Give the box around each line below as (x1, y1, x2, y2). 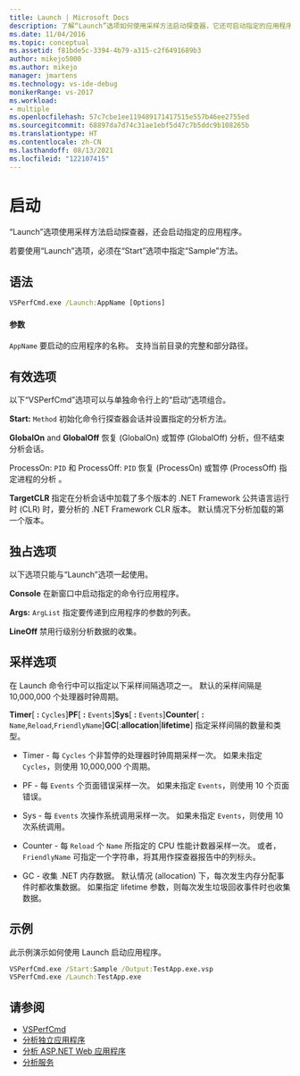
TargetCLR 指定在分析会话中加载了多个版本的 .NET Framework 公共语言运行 (9, 493, 290, 504)
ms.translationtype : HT (9, 129, 98, 138)
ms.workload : (9, 96, 58, 105)
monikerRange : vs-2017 (9, 88, 94, 96)
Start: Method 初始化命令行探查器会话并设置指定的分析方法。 (9, 413, 232, 424)
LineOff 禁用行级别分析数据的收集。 (9, 626, 142, 637)
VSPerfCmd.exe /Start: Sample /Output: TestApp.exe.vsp (9, 964, 214, 973)
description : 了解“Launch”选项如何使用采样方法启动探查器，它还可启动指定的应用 (9, 21, 279, 30)
